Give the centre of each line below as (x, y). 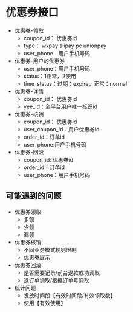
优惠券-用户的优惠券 (40, 61)
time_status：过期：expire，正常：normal (75, 83)
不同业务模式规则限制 (50, 249)
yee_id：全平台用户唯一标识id (60, 106)
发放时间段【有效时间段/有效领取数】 (70, 295)
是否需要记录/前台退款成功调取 (62, 272)
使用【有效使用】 (45, 303)
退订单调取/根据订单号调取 (56, 280)
